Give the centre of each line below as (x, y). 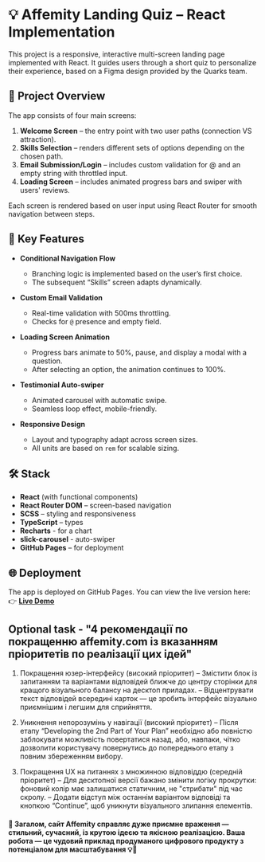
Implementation (62, 32)
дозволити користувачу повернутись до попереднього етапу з (127, 748)
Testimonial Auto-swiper (62, 385)
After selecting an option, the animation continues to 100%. (129, 369)
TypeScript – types (51, 523)
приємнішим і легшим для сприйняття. (86, 707)
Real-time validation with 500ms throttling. (101, 313)
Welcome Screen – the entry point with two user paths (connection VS (136, 131)
